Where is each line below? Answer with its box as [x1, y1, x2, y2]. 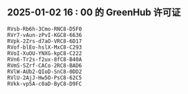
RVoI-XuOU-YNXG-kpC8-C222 [7, 49, 82, 57]
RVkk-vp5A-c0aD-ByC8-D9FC [7, 80, 82, 87]
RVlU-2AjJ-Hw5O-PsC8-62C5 [7, 74, 82, 81]
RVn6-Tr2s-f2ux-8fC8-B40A [7, 56, 82, 63]
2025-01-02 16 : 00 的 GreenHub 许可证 [7, 6, 181, 19]
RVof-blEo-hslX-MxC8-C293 [7, 44, 82, 51]
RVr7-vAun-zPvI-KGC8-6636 [7, 31, 82, 38]
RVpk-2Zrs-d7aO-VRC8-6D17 [7, 38, 82, 45]
